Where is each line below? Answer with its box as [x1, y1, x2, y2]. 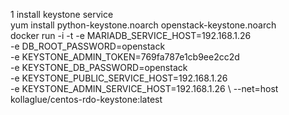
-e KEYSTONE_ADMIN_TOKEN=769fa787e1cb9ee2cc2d [10, 51, 240, 63]
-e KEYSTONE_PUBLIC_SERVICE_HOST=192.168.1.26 [10, 72, 228, 84]
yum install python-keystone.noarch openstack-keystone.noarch [10, 19, 277, 31]
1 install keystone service [10, 9, 114, 20]
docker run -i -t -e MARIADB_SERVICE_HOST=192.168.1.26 [10, 30, 252, 41]
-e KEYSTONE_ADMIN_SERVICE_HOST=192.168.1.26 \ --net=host [10, 83, 279, 94]
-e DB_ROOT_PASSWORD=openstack [10, 40, 166, 52]
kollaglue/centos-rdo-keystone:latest [10, 94, 163, 105]
